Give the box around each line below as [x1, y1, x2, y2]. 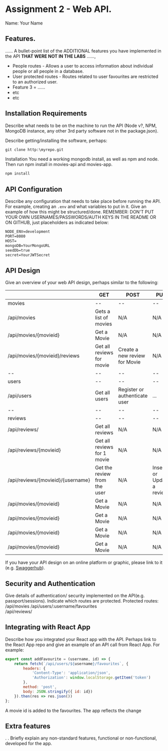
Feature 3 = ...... [12, 84, 45, 90]
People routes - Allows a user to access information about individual [12, 62, 153, 68]
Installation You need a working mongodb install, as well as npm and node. [5, 156, 159, 162]
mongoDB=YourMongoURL [5, 243, 50, 248]
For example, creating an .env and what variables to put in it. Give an [5, 203, 146, 209]
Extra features [5, 721, 51, 730]
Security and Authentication [5, 579, 95, 588]
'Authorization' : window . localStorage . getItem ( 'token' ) [31, 675, 151, 680]
